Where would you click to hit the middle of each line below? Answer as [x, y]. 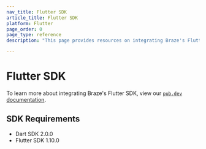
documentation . [26, 99]
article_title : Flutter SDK [42, 18]
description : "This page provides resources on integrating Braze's [96, 40]
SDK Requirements [43, 119]
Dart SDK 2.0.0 [34, 134]
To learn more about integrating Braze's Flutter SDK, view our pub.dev [94, 93]
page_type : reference [34, 35]
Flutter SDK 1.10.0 [37, 140]
